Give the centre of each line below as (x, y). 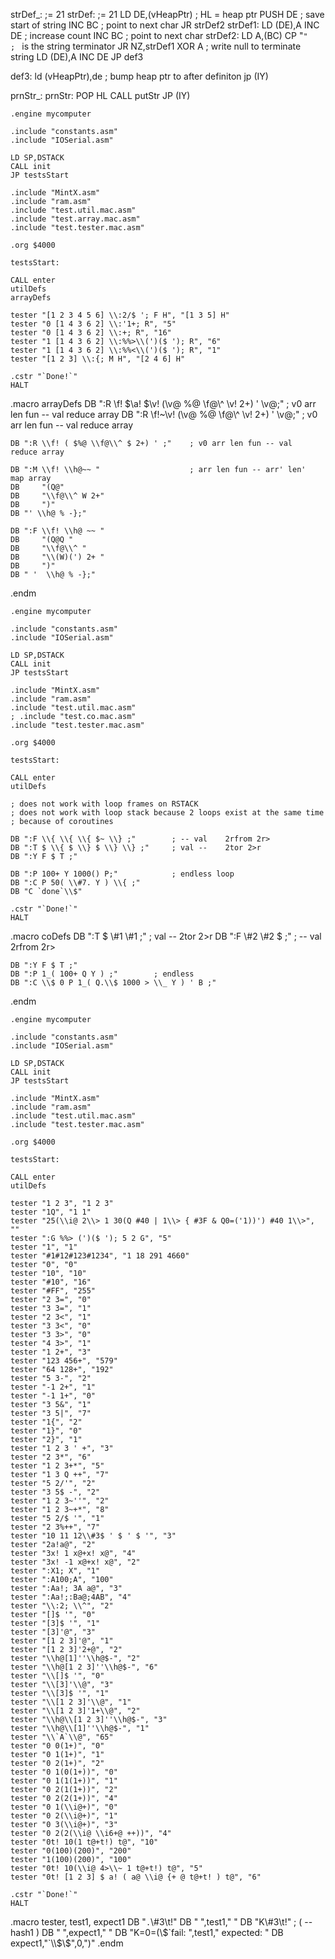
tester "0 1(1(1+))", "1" (64, 1781)
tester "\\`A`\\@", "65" (62, 1737)
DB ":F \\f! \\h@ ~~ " (57, 531)
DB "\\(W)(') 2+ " (57, 557)
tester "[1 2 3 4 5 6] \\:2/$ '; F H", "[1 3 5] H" (120, 315)
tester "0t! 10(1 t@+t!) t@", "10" (84, 1842)
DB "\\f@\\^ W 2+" (57, 496)
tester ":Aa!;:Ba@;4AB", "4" (71, 1597)
